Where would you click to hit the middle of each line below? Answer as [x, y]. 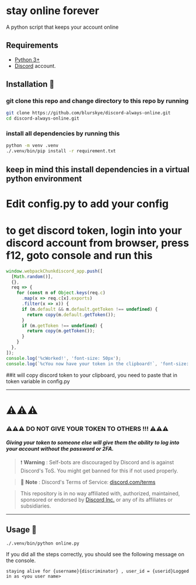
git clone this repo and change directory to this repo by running [97, 101]
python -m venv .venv [32, 146]
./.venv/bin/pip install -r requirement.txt [61, 151]
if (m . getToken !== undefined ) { [62, 326]
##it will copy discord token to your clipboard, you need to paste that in [92, 375]
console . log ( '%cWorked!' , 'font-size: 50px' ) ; [64, 358]
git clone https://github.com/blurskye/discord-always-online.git [88, 113]
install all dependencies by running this [63, 134]
